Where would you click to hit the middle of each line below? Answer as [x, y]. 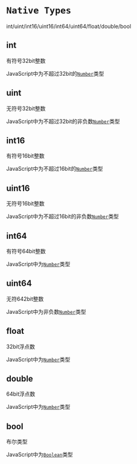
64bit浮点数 [21, 394]
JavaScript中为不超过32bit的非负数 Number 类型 [63, 121]
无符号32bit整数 [26, 108]
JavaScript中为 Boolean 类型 [40, 455]
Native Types [39, 11]
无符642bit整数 [25, 299]
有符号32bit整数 [26, 61]
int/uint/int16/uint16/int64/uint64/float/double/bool [69, 26]
